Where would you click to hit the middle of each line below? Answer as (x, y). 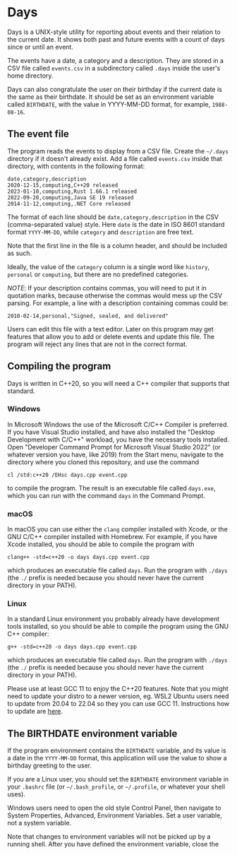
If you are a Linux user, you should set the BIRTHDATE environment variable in (118, 779)
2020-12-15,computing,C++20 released (63, 185)
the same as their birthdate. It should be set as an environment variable (111, 97)
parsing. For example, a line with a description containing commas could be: (118, 303)
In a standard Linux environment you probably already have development (114, 619)
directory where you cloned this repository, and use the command (103, 462)
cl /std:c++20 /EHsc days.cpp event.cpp (68, 475)
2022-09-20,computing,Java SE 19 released (71, 197)
